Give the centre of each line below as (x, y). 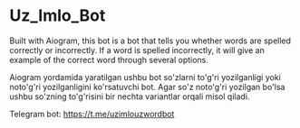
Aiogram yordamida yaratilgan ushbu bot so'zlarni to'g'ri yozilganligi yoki (145, 77)
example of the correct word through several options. (109, 59)
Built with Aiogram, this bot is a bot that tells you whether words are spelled (150, 41)
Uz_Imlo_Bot (58, 16)
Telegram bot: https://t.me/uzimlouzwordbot (92, 114)
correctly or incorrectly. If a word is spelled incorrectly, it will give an (137, 50)
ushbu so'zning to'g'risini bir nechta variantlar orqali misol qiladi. (130, 96)
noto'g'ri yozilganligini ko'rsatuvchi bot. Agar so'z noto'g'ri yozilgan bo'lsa (147, 87)
